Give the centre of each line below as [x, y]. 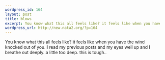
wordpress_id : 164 [24, 10]
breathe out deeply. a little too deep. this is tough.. [56, 53]
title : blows [18, 19]
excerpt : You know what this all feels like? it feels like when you [78, 23]
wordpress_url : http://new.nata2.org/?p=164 [51, 28]
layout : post [18, 14]
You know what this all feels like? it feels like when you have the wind [75, 42]
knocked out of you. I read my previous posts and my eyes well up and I [78, 47]
